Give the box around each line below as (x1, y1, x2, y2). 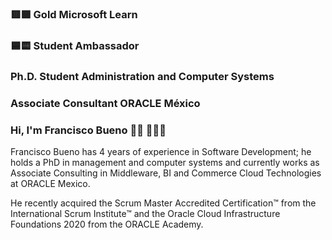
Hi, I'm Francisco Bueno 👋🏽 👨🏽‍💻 (10, 123, 167, 137)
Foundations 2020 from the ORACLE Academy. (10, 218, 204, 230)
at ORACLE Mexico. (10, 177, 91, 189)
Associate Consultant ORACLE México (10, 96, 201, 110)
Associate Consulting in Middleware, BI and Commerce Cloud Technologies (10, 167, 322, 179)
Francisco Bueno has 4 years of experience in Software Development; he (10, 145, 312, 157)
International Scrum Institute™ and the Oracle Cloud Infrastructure (10, 207, 281, 219)
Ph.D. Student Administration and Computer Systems (10, 69, 275, 83)
